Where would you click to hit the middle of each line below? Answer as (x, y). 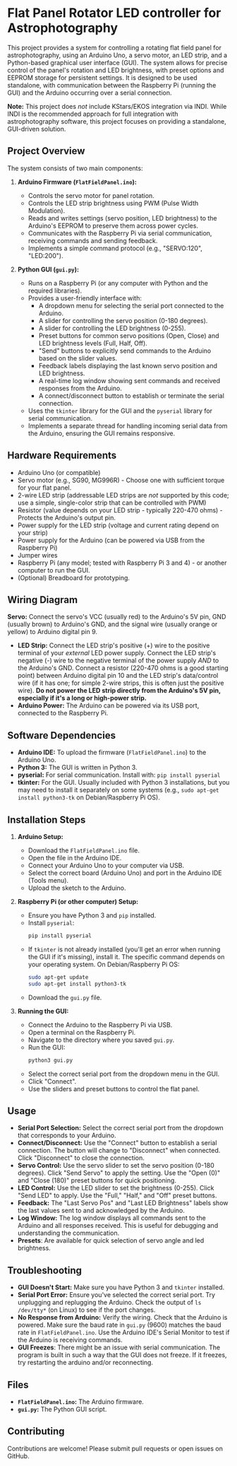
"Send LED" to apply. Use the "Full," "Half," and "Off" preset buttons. (117, 1195)
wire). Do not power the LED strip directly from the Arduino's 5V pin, (119, 691)
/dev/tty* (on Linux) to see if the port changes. (86, 1310)
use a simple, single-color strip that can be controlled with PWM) (112, 503)
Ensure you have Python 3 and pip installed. (92, 915)
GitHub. (18, 1456)
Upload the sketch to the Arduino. (77, 888)
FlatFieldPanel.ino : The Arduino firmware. (81, 1402)
